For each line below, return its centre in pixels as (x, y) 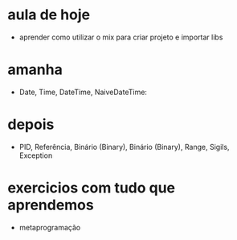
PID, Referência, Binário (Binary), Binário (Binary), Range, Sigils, (124, 147)
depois (31, 124)
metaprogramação (50, 227)
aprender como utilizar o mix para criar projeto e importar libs (121, 37)
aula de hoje (49, 15)
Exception (36, 155)
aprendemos (51, 205)
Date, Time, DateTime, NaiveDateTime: (83, 92)
